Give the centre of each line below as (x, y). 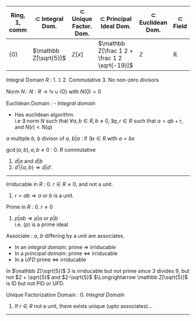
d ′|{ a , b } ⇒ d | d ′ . (34, 167)
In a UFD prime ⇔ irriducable (50, 259)
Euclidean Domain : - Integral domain (51, 103)
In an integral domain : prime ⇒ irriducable (65, 247)
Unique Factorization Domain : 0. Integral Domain (65, 295)
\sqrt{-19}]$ (116, 65)
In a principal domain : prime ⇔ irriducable (66, 253)
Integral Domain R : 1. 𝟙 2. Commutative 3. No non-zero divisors (83, 80)
